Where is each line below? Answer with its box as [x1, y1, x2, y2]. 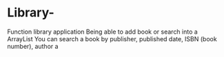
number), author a [7, 42, 59, 50]
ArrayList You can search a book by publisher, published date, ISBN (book [7, 34, 217, 43]
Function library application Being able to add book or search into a [7, 27, 198, 36]
